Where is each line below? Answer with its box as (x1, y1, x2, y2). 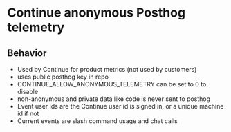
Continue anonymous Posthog (7, 5, 185, 21)
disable (17, 88, 39, 95)
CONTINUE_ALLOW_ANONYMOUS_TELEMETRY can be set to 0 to (17, 80, 207, 88)
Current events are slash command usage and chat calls (17, 117, 178, 125)
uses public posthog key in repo (17, 73, 109, 81)
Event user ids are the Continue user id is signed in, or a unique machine (17, 102, 224, 110)
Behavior (7, 47, 47, 59)
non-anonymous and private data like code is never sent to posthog (17, 95, 211, 103)
